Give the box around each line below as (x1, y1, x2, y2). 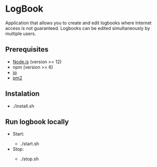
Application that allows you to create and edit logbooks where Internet (5, 20, 152, 26)
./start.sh (20, 141, 40, 147)
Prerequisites (5, 45, 49, 54)
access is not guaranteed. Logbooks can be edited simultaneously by (5, 25, 150, 31)
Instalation (5, 90, 40, 98)
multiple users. (5, 30, 36, 36)
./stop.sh (20, 156, 39, 162)
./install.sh (12, 103, 34, 109)
